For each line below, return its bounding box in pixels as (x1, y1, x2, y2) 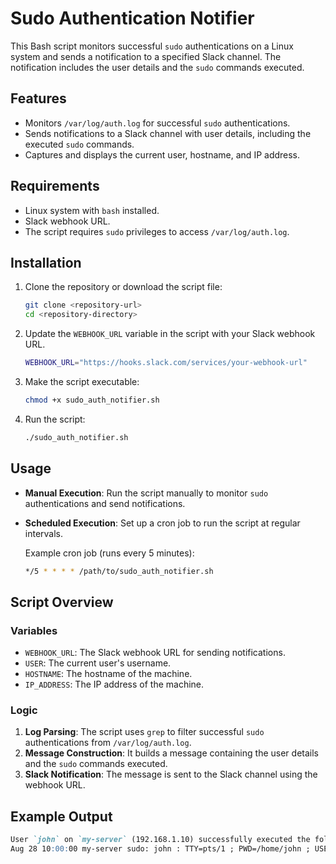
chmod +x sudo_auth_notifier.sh (24, 395, 160, 405)
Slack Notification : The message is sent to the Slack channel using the (24, 768, 318, 781)
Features (10, 90, 67, 107)
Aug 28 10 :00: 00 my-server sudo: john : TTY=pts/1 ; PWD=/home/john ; (10, 844, 311, 854)
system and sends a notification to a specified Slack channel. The (10, 50, 282, 62)
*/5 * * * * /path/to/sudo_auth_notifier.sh (24, 566, 214, 576)
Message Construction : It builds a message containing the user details (24, 747, 319, 759)
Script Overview (10, 593, 114, 611)
